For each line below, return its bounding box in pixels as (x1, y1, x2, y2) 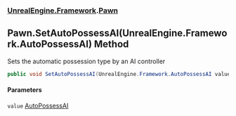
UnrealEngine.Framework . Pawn (7, 6, 118, 15)
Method (93, 38, 129, 51)
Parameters (7, 86, 42, 94)
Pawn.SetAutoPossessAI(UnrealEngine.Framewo (7, 27, 228, 39)
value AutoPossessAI (7, 101, 69, 110)
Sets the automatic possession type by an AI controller (7, 57, 166, 65)
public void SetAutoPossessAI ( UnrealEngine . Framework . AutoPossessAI (7, 70, 212, 77)
